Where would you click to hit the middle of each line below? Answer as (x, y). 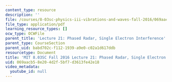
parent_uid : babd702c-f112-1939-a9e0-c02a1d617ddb (60, 48)
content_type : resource (31, 10)
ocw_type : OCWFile (25, 34)
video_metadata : (23, 67)
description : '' (23, 15)
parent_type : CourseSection (35, 43)
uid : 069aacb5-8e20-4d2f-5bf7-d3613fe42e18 (52, 62)
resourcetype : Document (31, 52)
